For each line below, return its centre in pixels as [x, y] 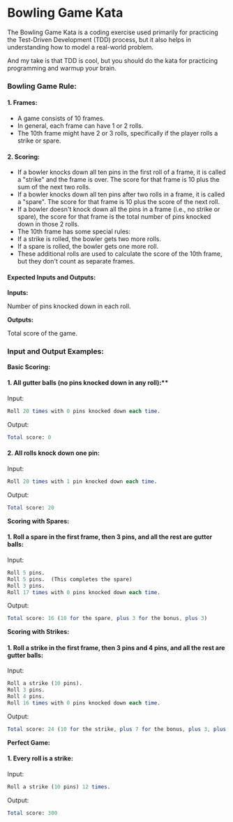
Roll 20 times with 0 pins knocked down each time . [84, 411]
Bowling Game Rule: [42, 86]
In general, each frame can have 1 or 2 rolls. [80, 126]
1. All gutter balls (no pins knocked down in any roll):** [88, 383]
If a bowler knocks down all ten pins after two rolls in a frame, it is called [121, 194]
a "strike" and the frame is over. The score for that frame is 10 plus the [118, 180]
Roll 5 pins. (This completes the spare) [70, 579]
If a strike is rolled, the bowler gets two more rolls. [89, 239]
